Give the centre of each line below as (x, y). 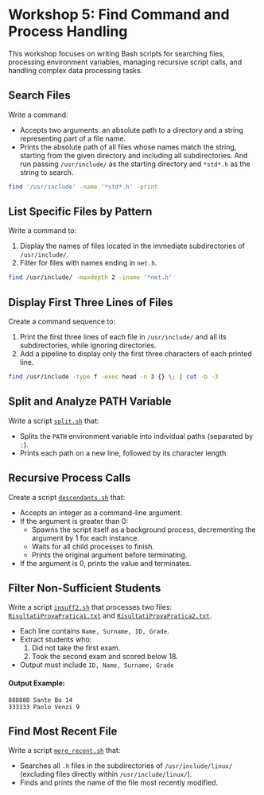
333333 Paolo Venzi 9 (44, 707)
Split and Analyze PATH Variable (90, 402)
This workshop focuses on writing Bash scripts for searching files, (116, 53)
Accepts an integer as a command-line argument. (101, 512)
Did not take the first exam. (76, 648)
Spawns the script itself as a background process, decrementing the (144, 529)
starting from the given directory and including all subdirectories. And (134, 155)
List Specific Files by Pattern (80, 212)
